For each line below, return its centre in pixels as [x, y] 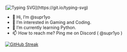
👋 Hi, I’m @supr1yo [31, 17]
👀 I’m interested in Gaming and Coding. [52, 22]
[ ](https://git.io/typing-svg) [47, 8]
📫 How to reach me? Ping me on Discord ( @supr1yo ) [67, 33]
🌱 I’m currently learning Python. [44, 27]
